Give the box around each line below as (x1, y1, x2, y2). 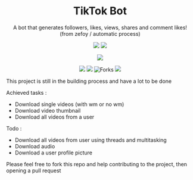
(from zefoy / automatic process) (59, 30, 141, 37)
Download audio (14, 142, 55, 150)
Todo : (6, 125, 22, 132)
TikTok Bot (73, 4, 127, 18)
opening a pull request (6, 167, 61, 174)
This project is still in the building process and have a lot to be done (6, 77, 172, 85)
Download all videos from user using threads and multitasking (14, 136, 167, 144)
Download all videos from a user (14, 113, 95, 120)
